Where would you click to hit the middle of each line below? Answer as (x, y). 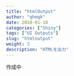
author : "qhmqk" (26, 17)
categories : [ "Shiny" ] (34, 28)
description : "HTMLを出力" (37, 50)
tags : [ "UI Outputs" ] (32, 33)
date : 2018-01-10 (27, 22)
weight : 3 (18, 44)
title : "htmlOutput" (31, 11)
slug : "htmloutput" (30, 39)
